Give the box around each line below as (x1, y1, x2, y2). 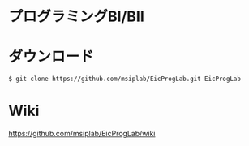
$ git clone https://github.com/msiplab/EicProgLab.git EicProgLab (8, 75, 242, 84)
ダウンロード (8, 48, 95, 66)
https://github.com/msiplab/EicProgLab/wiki (8, 129, 156, 139)
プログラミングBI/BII (8, 7, 144, 26)
